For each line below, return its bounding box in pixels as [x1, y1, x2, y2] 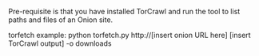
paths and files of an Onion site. [8, 15, 114, 24]
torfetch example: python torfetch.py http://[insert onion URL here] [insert [8, 31, 251, 39]
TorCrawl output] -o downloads [8, 39, 112, 48]
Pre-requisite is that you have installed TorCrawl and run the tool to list [8, 7, 241, 16]
